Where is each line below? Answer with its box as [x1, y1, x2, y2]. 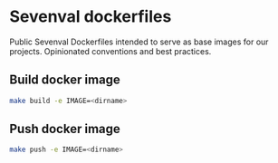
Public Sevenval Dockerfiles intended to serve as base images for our [9, 36, 269, 47]
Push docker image [9, 121, 120, 137]
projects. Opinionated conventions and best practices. [9, 45, 212, 56]
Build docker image [9, 72, 120, 88]
